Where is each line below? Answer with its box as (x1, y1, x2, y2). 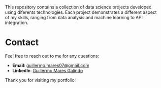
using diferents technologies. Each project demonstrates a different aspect (5, 9, 157, 15)
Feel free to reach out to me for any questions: (5, 53, 99, 59)
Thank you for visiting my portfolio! (5, 77, 76, 83)
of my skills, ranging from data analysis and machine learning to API (5, 15, 143, 20)
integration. (5, 20, 29, 25)
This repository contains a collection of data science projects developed (5, 4, 152, 10)
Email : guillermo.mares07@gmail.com (12, 62, 90, 68)
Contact (5, 37, 39, 48)
